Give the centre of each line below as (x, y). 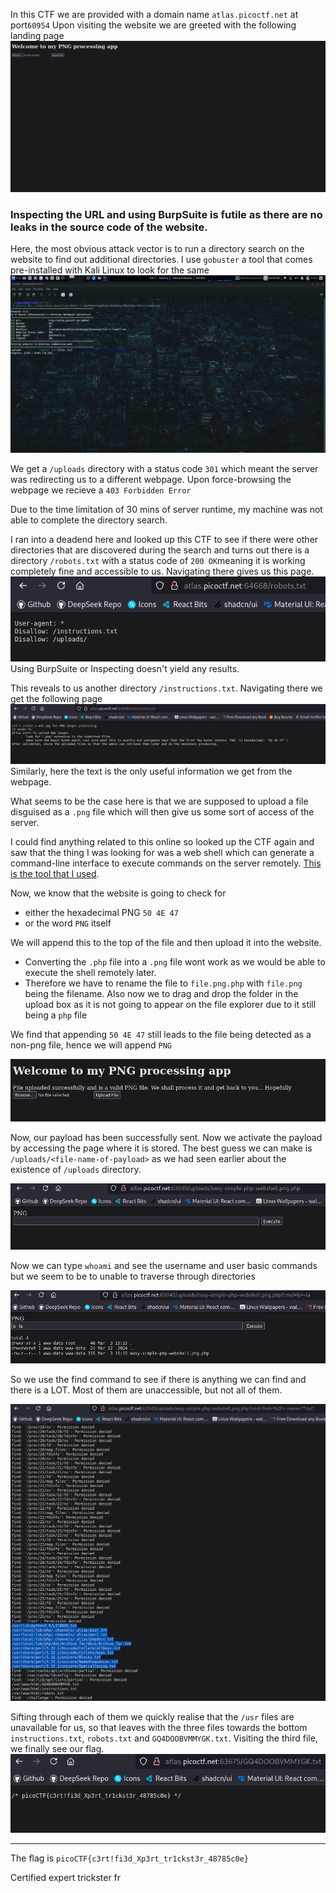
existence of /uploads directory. (76, 1170)
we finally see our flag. (57, 1748)
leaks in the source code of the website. (109, 227)
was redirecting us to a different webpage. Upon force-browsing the (151, 479)
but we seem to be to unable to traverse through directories (133, 1276)
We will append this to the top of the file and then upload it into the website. (166, 942)
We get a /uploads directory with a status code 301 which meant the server (164, 468)
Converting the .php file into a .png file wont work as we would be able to (175, 961)
